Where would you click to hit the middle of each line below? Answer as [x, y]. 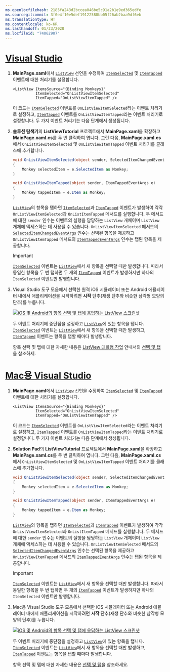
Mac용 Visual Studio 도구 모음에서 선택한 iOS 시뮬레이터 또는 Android [82, 607]
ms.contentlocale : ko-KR [31, 24]
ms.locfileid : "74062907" [32, 33]
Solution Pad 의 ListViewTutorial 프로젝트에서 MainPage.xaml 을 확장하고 [87, 449]
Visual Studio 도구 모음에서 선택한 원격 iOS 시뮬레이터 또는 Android [80, 289]
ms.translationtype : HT [30, 19]
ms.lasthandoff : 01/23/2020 [35, 29]
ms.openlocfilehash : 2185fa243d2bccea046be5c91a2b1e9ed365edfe [73, 10]
